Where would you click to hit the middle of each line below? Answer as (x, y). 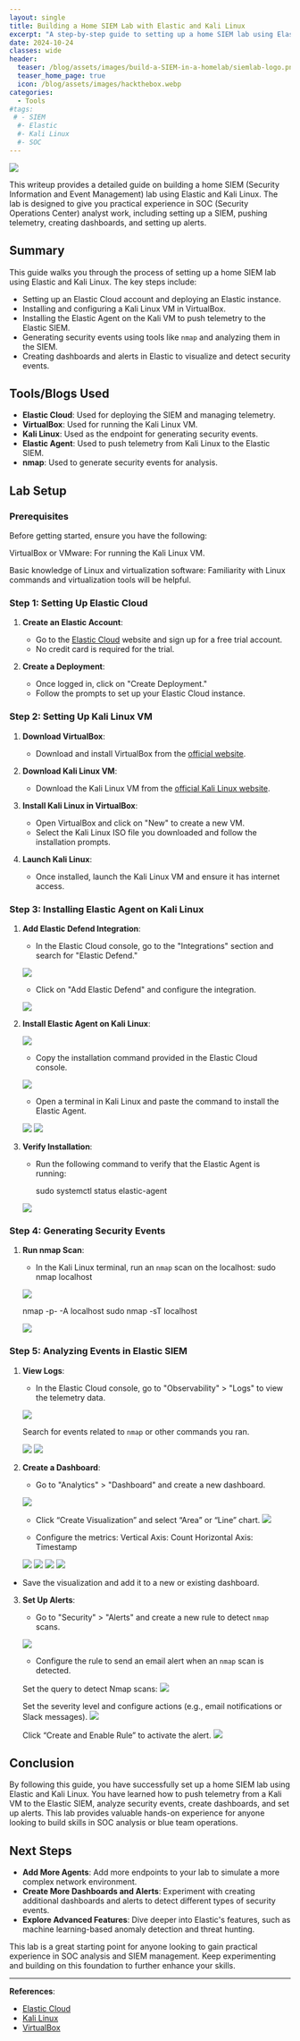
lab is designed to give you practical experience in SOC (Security (129, 203)
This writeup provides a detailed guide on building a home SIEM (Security (144, 184)
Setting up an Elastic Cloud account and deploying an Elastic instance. (151, 299)
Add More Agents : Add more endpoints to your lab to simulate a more (150, 1872)
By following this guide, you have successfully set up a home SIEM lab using (150, 1784)
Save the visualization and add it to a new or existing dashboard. (141, 1582)
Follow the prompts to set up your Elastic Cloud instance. (140, 693)
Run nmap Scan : (53, 1250)
